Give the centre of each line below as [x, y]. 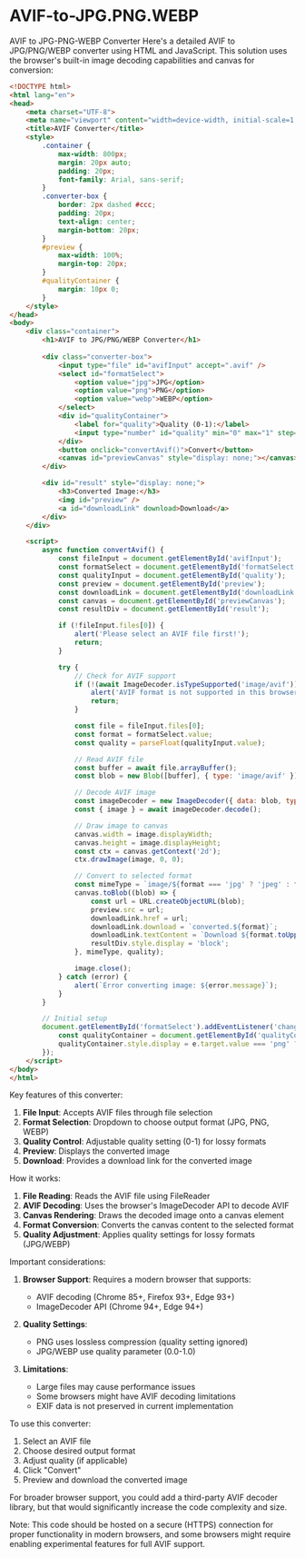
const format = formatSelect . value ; [143, 734]
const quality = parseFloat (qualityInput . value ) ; [170, 743]
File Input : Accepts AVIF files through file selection [118, 1113]
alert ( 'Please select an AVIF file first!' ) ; [162, 634]
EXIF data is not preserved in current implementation [135, 1406]
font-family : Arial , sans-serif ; [121, 179]
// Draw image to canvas [121, 826]
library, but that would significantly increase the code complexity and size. [148, 1507]
